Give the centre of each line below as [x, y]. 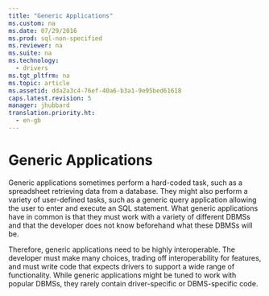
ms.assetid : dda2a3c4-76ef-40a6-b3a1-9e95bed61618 [95, 90]
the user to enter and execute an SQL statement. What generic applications [133, 208]
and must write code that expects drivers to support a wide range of [122, 266]
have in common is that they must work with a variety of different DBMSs [130, 216]
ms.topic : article [39, 83]
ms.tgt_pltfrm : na [39, 76]
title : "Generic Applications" [61, 16]
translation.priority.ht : [52, 113]
